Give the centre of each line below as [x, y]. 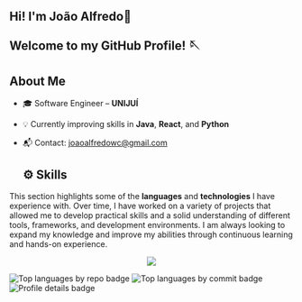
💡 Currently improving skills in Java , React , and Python [126, 124]
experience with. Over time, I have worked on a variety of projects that [140, 206]
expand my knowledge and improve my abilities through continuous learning [151, 234]
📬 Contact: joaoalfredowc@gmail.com [95, 143]
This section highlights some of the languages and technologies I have [142, 197]
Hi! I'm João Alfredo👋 [71, 17]
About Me [37, 81]
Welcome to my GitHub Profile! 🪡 [105, 46]
